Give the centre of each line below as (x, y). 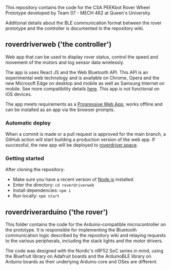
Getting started (25, 158)
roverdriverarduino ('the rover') (57, 212)
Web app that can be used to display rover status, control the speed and (82, 57)
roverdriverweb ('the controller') (59, 44)
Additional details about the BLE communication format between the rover (83, 23)
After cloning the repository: (35, 170)
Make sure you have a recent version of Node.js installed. (73, 179)
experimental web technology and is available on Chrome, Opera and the (82, 78)
